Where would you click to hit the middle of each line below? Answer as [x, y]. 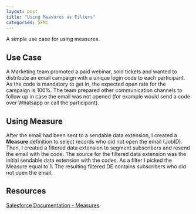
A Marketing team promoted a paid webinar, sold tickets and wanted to [92, 72]
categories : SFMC [27, 22]
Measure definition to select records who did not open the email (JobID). [94, 142]
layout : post [22, 11]
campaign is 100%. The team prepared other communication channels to [94, 90]
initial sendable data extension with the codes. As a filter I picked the [89, 160]
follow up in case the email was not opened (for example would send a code [98, 97]
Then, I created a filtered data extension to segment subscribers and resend [98, 148]
